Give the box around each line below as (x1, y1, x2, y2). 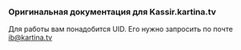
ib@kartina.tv (8, 33, 53, 42)
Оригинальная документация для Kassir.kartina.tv (8, 6, 216, 17)
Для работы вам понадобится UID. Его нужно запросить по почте (8, 25, 234, 34)
